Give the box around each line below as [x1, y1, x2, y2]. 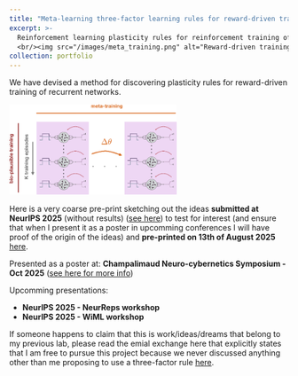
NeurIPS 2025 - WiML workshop [21, 311, 145, 323]
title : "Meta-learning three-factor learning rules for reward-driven [9, 14, 276, 23]
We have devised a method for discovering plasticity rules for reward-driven [9, 77, 288, 88]
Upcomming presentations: [9, 285, 109, 296]
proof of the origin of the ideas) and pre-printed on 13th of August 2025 [9, 231, 276, 243]
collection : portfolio [9, 51, 93, 61]
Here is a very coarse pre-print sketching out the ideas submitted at [9, 204, 259, 215]
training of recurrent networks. [9, 87, 122, 98]
